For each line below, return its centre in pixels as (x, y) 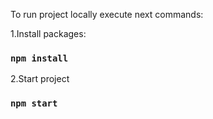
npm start (34, 103)
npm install (39, 58)
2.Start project (40, 79)
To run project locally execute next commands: (107, 14)
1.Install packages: (48, 33)
